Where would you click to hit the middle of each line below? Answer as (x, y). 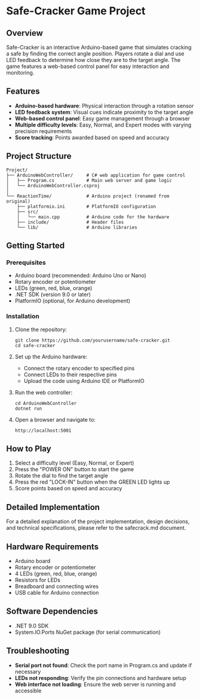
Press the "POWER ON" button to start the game (74, 469)
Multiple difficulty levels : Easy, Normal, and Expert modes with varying (103, 125)
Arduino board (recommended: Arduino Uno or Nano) (80, 276)
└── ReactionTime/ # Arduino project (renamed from (88, 196)
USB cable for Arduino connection (57, 593)
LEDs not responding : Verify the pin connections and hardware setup (100, 678)
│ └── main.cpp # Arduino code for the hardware (93, 217)
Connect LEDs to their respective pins (70, 375)
